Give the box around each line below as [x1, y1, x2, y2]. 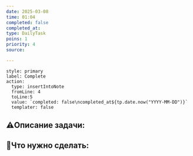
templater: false [11, 104, 54, 110]
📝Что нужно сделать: [6, 140, 89, 150]
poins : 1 [6, 36, 28, 42]
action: [6, 78, 25, 84]
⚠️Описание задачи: [6, 120, 85, 130]
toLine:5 [11, 94, 33, 100]
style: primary [6, 68, 44, 74]
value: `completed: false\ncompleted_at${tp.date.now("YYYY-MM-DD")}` [11, 99, 188, 105]
